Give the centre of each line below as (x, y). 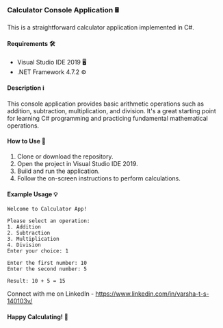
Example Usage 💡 (32, 194)
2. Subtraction (29, 233)
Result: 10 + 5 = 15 (37, 281)
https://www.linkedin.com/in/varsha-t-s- (153, 294)
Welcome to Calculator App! (47, 209)
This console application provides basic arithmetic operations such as (105, 104)
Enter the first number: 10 (47, 263)
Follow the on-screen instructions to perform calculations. (99, 178)
